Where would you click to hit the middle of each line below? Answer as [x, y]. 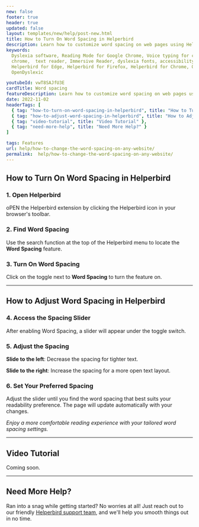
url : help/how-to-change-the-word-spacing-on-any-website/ [81, 149]
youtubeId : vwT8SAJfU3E [36, 83]
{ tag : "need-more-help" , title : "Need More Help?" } [79, 127]
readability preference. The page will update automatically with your [89, 405]
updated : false [25, 28]
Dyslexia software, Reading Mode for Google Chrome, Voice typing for [100, 56]
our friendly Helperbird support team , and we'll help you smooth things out [97, 512]
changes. [17, 412]
